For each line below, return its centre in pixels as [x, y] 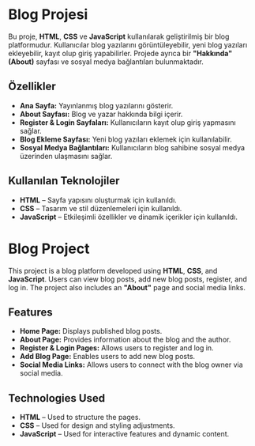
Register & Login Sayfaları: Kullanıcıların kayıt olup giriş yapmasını [127, 122]
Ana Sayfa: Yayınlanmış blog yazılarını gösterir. [96, 105]
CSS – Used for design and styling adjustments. [97, 425]
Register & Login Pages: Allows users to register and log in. [117, 348]
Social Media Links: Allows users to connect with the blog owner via [131, 365]
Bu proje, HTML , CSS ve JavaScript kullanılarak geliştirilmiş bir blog [119, 36]
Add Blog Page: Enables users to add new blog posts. [107, 357]
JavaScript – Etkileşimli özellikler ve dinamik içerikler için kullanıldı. [129, 217]
